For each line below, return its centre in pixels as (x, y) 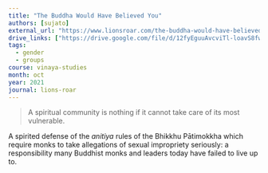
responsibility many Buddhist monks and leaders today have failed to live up (133, 153)
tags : (17, 45)
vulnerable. (46, 121)
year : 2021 (26, 82)
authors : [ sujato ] (39, 23)
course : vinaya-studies (48, 68)
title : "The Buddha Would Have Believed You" (85, 16)
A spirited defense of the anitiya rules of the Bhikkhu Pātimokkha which (126, 136)
